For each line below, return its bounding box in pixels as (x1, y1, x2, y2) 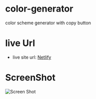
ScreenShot (5, 72, 56, 83)
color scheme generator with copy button (5, 20, 91, 26)
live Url (5, 37, 35, 49)
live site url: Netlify (12, 54, 51, 60)
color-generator (5, 3, 74, 15)
